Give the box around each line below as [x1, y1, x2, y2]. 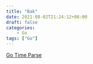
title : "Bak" [6, 8, 38, 15]
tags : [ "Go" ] [6, 35, 38, 41]
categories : [6, 24, 35, 31]
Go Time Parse [6, 52, 42, 58]
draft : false [6, 19, 38, 25]
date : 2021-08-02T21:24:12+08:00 [6, 14, 88, 20]
